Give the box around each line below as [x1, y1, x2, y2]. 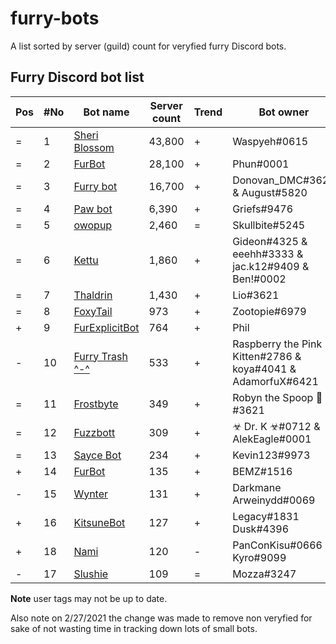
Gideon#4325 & [232, 234, 308, 248]
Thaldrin [73, 288, 113, 302]
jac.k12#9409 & [232, 259, 310, 273]
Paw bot [73, 202, 113, 216]
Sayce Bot [73, 448, 122, 462]
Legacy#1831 [232, 509, 300, 523]
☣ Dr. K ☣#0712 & [232, 419, 321, 433]
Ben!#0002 [232, 272, 287, 286]
